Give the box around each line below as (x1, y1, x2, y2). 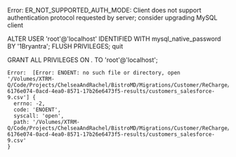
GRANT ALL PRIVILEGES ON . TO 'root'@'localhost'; (7, 56, 158, 64)
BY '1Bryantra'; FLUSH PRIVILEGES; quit (7, 42, 124, 50)
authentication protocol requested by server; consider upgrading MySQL (7, 13, 218, 22)
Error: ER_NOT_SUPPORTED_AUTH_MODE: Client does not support (7, 6, 202, 14)
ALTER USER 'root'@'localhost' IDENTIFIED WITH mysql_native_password (7, 34, 221, 43)
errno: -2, (13, 100, 46, 107)
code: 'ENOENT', (13, 106, 61, 113)
